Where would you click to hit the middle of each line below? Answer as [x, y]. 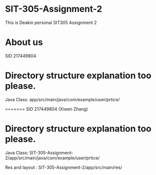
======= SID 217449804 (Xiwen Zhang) [46, 109]
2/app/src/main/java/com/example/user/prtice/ [53, 158]
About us [24, 42]
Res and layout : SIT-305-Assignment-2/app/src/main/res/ [64, 167]
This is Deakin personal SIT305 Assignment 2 [51, 22]
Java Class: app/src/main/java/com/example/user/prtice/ [62, 99]
